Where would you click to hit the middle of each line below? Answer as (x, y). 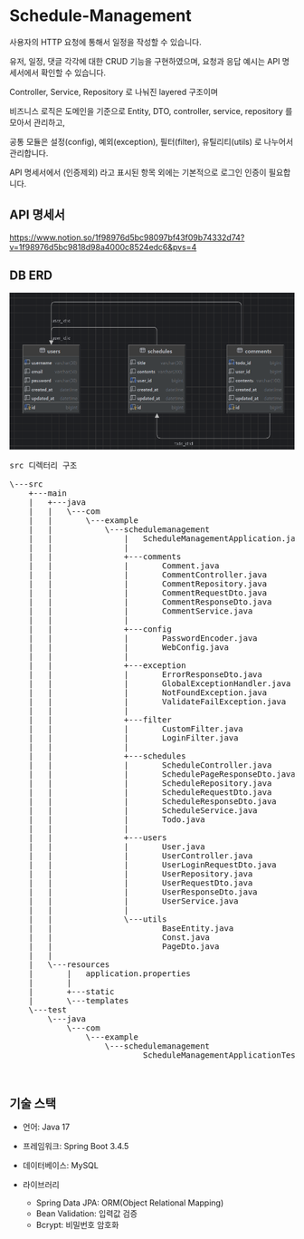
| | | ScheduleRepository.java (150, 783)
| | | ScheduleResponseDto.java (153, 801)
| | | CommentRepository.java (148, 584)
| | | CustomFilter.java (136, 729)
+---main (48, 493)
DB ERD (31, 276)
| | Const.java (119, 937)
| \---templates (79, 1001)
